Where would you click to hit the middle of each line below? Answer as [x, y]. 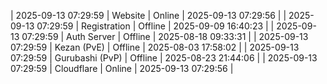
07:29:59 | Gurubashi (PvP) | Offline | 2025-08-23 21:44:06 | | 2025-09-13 [164, 58]
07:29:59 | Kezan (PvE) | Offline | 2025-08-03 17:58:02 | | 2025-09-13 [155, 47]
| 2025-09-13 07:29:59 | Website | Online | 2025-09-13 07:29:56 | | [148, 15]
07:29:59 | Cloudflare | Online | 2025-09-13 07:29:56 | [122, 68]
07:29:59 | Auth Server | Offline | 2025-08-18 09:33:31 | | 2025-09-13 [165, 36]
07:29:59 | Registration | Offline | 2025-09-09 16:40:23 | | [155, 26]
